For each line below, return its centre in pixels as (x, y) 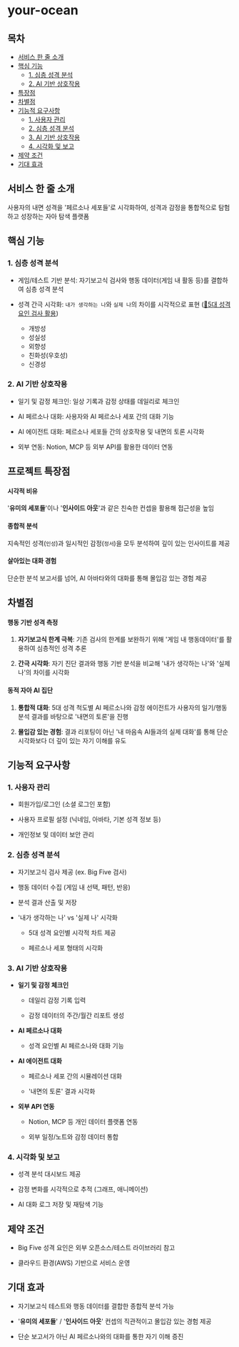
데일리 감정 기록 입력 (57, 1000)
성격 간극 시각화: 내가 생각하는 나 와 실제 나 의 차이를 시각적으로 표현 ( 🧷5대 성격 (124, 304)
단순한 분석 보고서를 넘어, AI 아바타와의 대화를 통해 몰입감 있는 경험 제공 (107, 578)
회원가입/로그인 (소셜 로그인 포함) (64, 804)
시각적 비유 (22, 491)
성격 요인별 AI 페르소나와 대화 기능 (76, 1045)
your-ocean (43, 10)
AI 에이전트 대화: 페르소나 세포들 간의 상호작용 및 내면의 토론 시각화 (111, 432)
